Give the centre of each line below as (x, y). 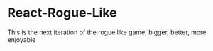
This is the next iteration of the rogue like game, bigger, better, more (107, 32)
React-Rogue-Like (62, 13)
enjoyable (22, 39)
